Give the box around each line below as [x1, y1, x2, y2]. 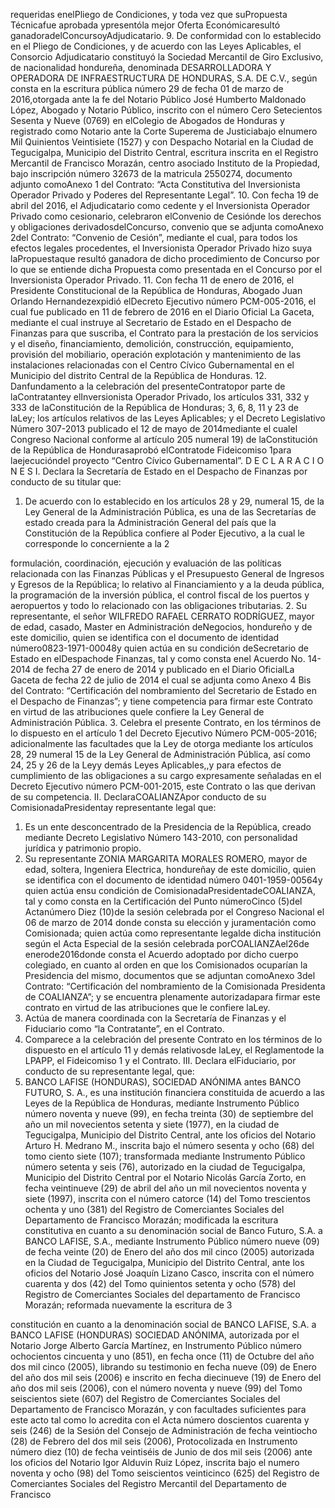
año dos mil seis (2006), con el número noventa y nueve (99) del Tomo [10, 1382, 303, 1394]
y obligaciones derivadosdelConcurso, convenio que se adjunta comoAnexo [10, 221, 324, 233]
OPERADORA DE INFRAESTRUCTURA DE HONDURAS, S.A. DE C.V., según [10, 72, 318, 84]
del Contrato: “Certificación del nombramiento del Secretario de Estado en [10, 685, 317, 696]
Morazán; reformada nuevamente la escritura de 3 [24, 1299, 233, 1311]
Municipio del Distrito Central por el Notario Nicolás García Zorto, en [24, 1172, 307, 1183]
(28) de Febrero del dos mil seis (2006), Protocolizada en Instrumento [10, 1435, 298, 1447]
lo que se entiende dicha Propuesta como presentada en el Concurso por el [10, 264, 323, 275]
